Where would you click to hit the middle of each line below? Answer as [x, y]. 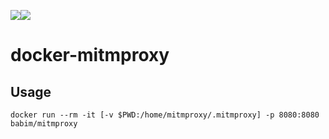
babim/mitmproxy [44, 124]
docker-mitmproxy [90, 55]
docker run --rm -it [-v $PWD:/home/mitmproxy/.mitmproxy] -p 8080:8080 [165, 115]
